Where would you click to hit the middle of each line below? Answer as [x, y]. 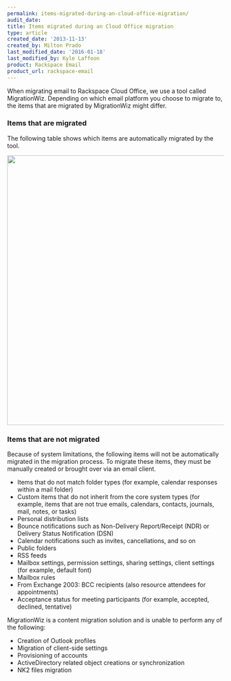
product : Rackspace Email [44, 65]
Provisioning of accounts [52, 655]
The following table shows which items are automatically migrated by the [110, 138]
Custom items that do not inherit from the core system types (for [109, 497]
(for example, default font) [54, 570]
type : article [27, 33]
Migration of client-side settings [62, 648]
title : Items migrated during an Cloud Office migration [90, 26]
